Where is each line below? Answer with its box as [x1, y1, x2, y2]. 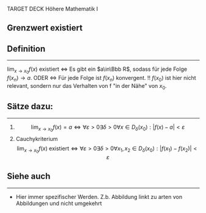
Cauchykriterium [15, 135, 58, 142]
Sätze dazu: [7, 101, 54, 112]
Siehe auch [7, 171, 51, 182]
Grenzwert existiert [7, 23, 83, 33]
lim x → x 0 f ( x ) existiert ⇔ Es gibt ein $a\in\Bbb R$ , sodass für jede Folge [7, 65, 188, 75]
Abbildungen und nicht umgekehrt [15, 200, 103, 207]
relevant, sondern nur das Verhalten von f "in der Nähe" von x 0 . [7, 82, 167, 91]
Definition [7, 43, 45, 54]
